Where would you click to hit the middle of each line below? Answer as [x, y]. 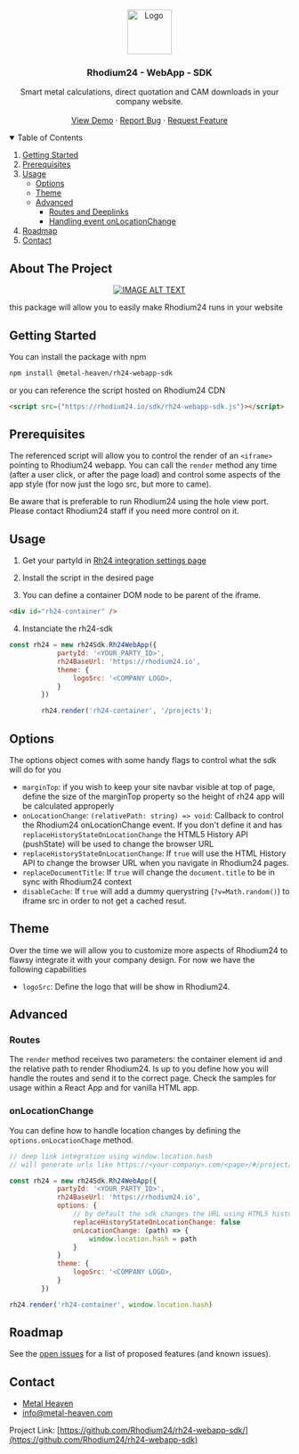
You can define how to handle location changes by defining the [125, 1130]
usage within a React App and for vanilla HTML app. [105, 1088]
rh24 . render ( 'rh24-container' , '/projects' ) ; [127, 711]
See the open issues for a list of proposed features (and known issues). [140, 1354]
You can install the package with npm [78, 356]
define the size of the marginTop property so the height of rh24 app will [153, 796]
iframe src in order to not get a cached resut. [104, 901]
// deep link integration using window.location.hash [111, 1156]
